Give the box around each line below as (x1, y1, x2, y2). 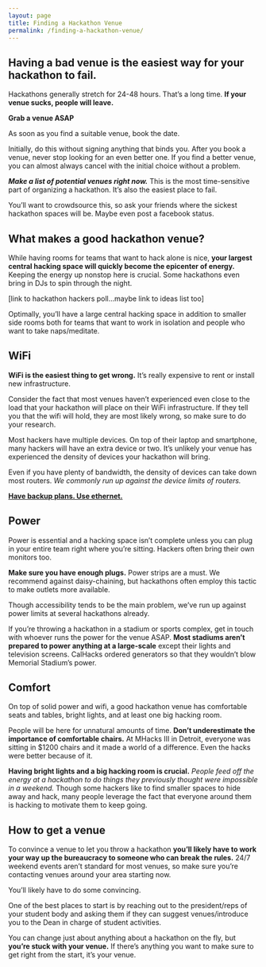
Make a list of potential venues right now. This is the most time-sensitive (8, 177, 250, 186)
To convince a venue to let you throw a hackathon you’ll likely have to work (8, 844, 256, 854)
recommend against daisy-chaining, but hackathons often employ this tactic (8, 576, 257, 586)
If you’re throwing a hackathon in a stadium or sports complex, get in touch (8, 624, 254, 634)
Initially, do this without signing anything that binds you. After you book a (8, 144, 246, 154)
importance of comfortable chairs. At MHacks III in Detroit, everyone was (8, 734, 252, 744)
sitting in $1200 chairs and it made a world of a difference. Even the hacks (8, 743, 251, 752)
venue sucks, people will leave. (8, 98, 114, 107)
